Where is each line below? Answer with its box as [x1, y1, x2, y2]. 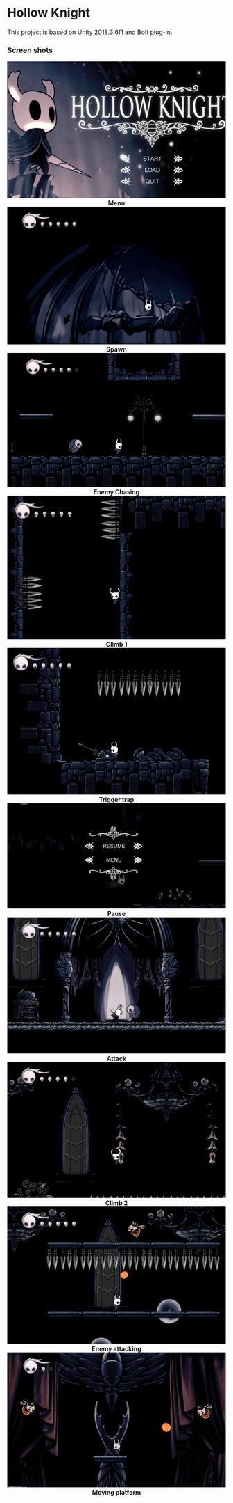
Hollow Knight [7, 5, 91, 21]
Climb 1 [105, 640, 128, 648]
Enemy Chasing [93, 488, 140, 496]
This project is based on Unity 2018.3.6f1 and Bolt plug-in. [7, 28, 173, 36]
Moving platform [92, 1488, 141, 1496]
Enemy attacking [92, 1344, 141, 1353]
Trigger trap [98, 795, 135, 803]
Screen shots [7, 45, 53, 55]
